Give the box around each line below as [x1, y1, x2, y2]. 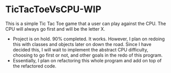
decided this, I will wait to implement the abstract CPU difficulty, [12, 46, 148, 53]
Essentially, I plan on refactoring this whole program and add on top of [12, 57, 162, 63]
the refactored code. [12, 63, 56, 69]
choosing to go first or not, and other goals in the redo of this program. [12, 52, 163, 58]
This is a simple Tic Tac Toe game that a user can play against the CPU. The [5, 20, 166, 27]
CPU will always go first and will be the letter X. [5, 26, 105, 32]
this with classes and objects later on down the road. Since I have [12, 41, 151, 47]
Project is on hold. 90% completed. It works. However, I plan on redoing [12, 36, 165, 42]
